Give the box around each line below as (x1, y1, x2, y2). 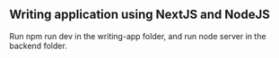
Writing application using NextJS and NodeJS (9, 7, 271, 22)
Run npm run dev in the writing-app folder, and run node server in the (9, 30, 266, 41)
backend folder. (9, 40, 67, 51)
